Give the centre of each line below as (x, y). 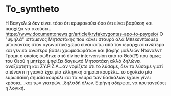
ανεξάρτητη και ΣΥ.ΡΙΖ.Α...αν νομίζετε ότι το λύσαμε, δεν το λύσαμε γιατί (84, 66)
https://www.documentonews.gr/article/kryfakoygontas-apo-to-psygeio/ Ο (84, 34)
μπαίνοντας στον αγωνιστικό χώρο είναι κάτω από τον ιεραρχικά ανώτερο (85, 44)
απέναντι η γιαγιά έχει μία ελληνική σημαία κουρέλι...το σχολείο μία (79, 71)
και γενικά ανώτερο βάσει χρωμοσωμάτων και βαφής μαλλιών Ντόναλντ (84, 50)
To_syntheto (32, 9)
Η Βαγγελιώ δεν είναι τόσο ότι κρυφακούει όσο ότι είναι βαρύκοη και (79, 23)
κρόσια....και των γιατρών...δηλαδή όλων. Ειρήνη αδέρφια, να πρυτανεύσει (86, 83)
